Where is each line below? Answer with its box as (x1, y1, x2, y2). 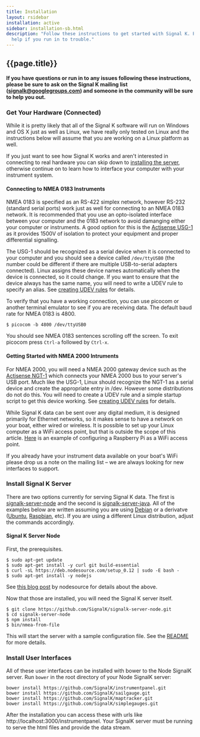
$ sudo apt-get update (6, 557, 62, 563)
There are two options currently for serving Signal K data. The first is (6, 493, 175, 500)
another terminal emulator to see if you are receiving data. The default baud (6, 304, 192, 311)
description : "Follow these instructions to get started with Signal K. (6, 31, 190, 37)
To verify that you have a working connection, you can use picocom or (6, 298, 180, 305)
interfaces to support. (6, 465, 60, 472)
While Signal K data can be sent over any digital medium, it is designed (6, 409, 180, 416)
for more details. (6, 639, 46, 646)
